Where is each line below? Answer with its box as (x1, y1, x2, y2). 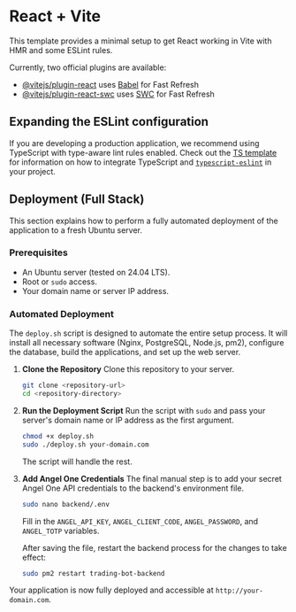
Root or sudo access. (21, 276, 97, 287)
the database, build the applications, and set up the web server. (9, 347, 241, 358)
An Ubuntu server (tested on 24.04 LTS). (21, 267, 171, 277)
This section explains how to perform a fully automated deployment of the (9, 215, 278, 226)
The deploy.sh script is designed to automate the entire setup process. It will (9, 328, 288, 338)
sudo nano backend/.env (21, 500, 110, 508)
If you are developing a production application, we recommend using (9, 137, 260, 148)
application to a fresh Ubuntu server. (9, 224, 143, 236)
